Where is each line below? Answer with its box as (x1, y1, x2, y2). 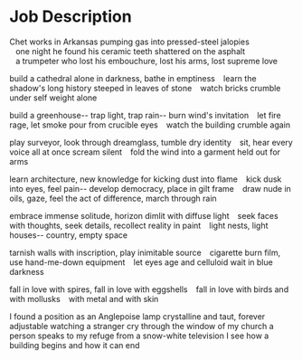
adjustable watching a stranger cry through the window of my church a (9, 320, 274, 331)
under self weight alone (9, 92, 98, 103)
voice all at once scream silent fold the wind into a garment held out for (9, 147, 281, 157)
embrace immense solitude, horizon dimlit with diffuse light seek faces (9, 210, 278, 221)
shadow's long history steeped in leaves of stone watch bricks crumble (9, 82, 281, 93)
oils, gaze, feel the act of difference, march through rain (9, 193, 217, 204)
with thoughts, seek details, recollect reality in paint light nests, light (9, 220, 269, 231)
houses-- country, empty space (9, 229, 128, 241)
